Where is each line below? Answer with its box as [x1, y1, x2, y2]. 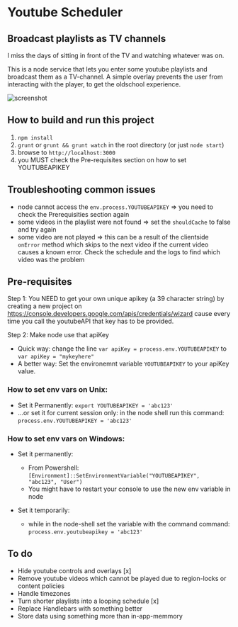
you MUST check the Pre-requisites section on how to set [17, 155, 187, 164]
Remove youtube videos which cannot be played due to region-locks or [17, 574, 227, 582]
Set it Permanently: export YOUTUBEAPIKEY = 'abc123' [17, 401, 174, 409]
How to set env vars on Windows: [7, 434, 125, 444]
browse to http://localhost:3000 [17, 148, 115, 157]
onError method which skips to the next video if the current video [17, 240, 209, 249]
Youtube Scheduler [7, 4, 123, 21]
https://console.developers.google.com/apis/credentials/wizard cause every [7, 310, 231, 318]
